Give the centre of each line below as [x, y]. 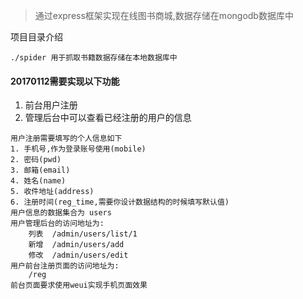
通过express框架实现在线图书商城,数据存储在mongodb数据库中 [164, 15]
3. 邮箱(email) [40, 170]
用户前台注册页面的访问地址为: [65, 266]
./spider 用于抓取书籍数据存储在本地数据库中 [94, 58]
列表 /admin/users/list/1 [83, 234]
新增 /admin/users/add [76, 245]
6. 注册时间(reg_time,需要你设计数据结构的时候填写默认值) [120, 202]
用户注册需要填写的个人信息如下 [66, 139]
